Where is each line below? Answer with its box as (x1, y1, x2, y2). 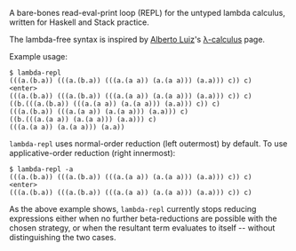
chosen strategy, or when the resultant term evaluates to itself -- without (9, 223, 276, 233)
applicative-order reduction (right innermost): (9, 148, 176, 158)
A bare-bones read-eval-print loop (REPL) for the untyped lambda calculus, (9, 8, 286, 18)
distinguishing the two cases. (9, 232, 116, 242)
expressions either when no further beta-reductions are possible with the (9, 213, 277, 224)
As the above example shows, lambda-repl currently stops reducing (9, 204, 257, 214)
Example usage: (9, 51, 68, 61)
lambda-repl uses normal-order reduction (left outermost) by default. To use (9, 138, 288, 149)
